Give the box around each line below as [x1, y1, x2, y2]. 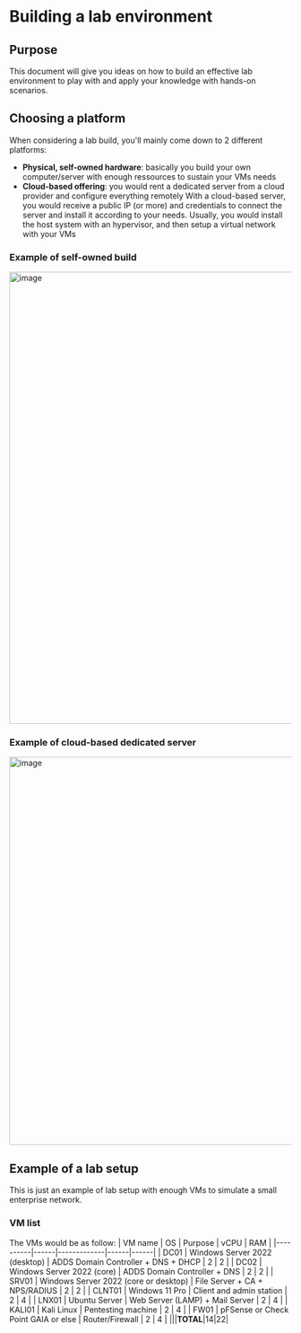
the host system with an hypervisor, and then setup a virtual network [21, 218, 276, 230]
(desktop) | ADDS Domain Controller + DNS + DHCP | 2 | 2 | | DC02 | [9, 1256, 262, 1267]
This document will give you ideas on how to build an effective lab [9, 66, 254, 76]
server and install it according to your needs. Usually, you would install [21, 209, 283, 220]
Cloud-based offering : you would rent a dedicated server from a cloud [21, 181, 285, 191]
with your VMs [21, 228, 76, 239]
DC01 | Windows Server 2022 [162, 1247, 272, 1258]
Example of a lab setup [9, 1161, 139, 1176]
